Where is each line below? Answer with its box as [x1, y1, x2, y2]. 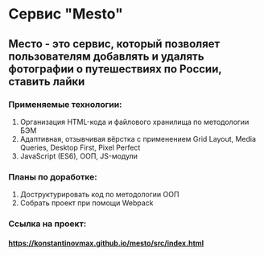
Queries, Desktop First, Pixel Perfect [19, 142, 141, 152]
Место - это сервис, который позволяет [8, 37, 221, 51]
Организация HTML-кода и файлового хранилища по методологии [19, 117, 250, 126]
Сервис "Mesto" [8, 5, 123, 23]
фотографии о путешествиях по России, [8, 62, 222, 76]
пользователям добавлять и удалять [8, 49, 204, 63]
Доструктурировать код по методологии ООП [19, 190, 179, 200]
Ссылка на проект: [8, 218, 87, 229]
